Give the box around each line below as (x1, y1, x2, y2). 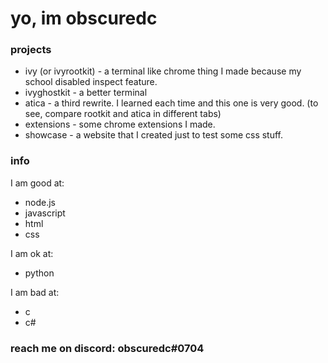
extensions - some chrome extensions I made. (24, 118, 216, 131)
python (24, 267, 55, 279)
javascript (24, 207, 66, 219)
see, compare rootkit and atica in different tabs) (24, 108, 222, 120)
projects (10, 43, 52, 57)
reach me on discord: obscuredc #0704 (10, 341, 205, 355)
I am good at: (10, 177, 65, 189)
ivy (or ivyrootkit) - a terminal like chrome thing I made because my (24, 65, 302, 77)
